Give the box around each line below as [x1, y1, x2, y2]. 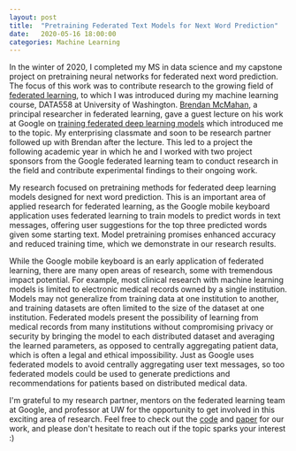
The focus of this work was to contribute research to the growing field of [9, 80, 274, 91]
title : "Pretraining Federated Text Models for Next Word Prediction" [9, 21, 278, 30]
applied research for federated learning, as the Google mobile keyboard [9, 201, 270, 212]
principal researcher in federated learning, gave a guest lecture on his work [9, 109, 284, 119]
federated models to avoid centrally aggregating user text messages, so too [9, 359, 285, 370]
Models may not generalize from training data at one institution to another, [9, 294, 279, 304]
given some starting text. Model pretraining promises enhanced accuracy [9, 229, 277, 240]
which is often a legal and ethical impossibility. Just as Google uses [9, 350, 254, 361]
